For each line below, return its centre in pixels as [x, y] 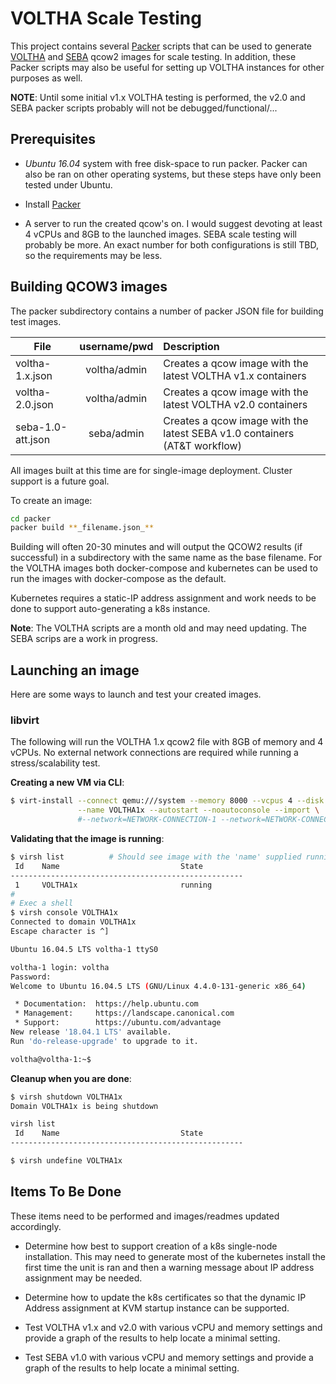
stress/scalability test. [55, 763]
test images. [36, 321]
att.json [33, 439]
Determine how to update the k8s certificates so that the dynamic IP [165, 1297]
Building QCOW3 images [89, 287]
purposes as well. [46, 78]
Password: [31, 977]
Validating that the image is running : [87, 839]
